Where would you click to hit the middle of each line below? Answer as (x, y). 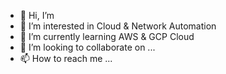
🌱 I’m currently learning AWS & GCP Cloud (107, 36)
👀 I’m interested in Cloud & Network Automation (118, 26)
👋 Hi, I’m (37, 15)
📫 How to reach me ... (66, 58)
